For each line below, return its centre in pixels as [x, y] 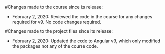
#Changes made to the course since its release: [54, 7]
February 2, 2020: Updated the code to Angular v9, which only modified [86, 41]
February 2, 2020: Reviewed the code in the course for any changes [82, 16]
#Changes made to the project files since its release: [59, 31]
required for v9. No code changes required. [57, 22]
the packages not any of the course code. [55, 46]
